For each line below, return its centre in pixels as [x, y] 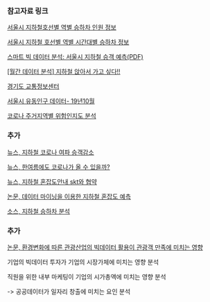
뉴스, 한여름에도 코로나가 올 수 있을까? [59, 167]
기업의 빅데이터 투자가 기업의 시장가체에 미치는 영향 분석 [83, 262]
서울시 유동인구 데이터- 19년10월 [51, 101]
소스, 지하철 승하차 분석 [39, 211]
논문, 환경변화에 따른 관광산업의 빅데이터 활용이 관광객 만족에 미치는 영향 [105, 247]
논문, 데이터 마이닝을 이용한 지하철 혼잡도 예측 [69, 196]
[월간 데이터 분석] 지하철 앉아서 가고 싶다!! [64, 72]
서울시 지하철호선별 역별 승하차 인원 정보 [62, 27]
